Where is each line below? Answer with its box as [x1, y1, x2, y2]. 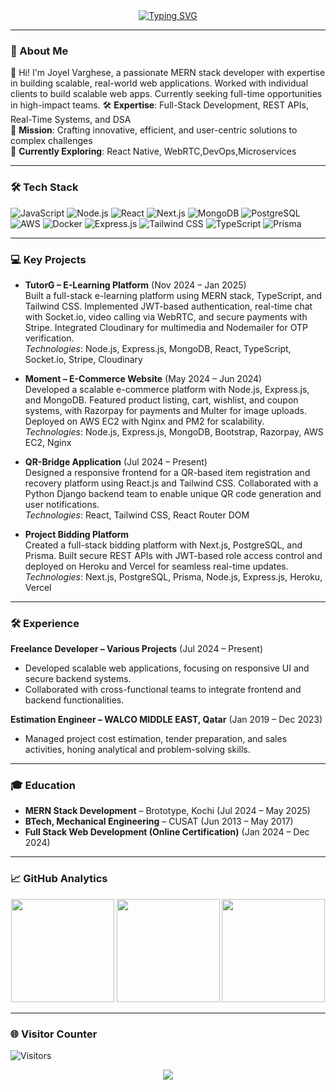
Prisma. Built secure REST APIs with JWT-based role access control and [24, 549, 323, 561]
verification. [24, 332, 75, 344]
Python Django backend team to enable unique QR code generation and [24, 487, 322, 499]
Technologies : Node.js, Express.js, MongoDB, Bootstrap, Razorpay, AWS [24, 425, 324, 438]
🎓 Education [10, 779, 76, 793]
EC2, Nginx [24, 436, 72, 448]
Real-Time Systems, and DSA [10, 114, 132, 126]
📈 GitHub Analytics [10, 872, 108, 886]
